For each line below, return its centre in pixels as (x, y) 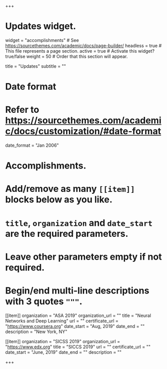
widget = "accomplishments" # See (42, 40)
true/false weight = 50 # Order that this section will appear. (67, 56)
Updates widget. (41, 26)
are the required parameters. (67, 234)
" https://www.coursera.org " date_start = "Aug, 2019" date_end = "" (75, 326)
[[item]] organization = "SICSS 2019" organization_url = (63, 341)
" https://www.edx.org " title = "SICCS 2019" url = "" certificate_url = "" (78, 347)
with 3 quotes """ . (44, 301)
